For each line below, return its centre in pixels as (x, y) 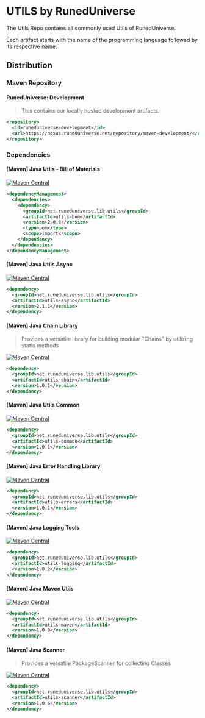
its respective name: (32, 46)
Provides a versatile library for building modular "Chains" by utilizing (107, 339)
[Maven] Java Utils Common (43, 405)
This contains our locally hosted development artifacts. (90, 111)
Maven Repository (34, 83)
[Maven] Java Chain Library (42, 325)
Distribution (30, 66)
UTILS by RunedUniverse (71, 11)
